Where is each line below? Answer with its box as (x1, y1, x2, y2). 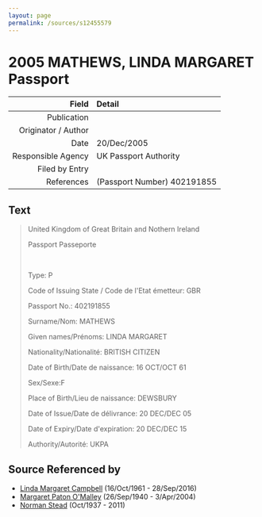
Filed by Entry (37, 163, 89, 174)
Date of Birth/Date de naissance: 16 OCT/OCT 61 (27, 362, 187, 373)
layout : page (8, 11, 52, 20)
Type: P (27, 270, 53, 280)
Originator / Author (18, 124, 89, 136)
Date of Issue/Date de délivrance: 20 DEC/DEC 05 (27, 409, 192, 419)
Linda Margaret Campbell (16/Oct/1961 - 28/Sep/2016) (19, 484, 197, 493)
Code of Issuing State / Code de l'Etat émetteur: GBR (27, 286, 201, 296)
